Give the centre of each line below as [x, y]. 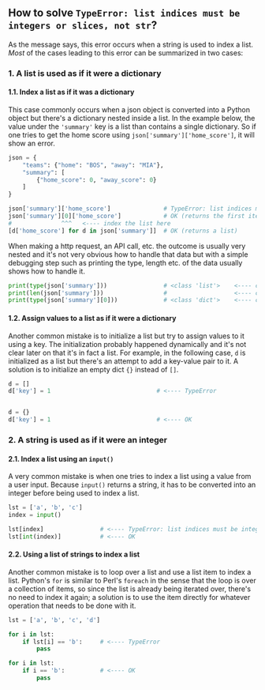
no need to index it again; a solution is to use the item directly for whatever [129, 597]
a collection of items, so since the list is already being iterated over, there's [129, 589]
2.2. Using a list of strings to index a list [74, 554]
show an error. [32, 143]
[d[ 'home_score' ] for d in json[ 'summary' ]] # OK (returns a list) [123, 231]
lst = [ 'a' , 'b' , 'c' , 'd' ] [54, 620]
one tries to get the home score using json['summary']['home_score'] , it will [131, 134]
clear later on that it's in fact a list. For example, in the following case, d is [127, 353]
